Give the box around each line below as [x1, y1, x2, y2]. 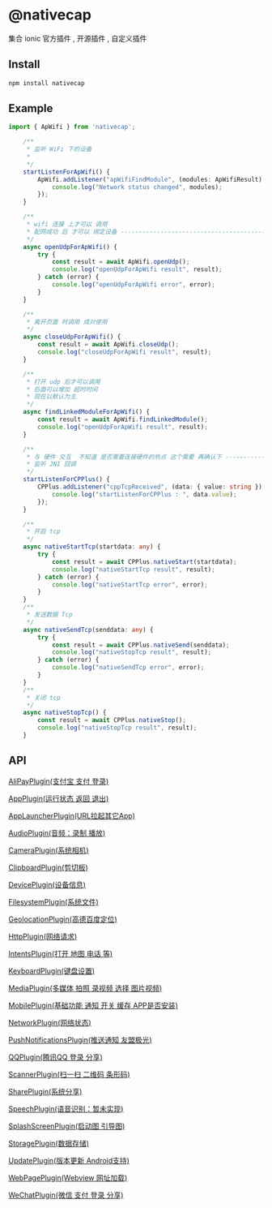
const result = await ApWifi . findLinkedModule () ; [37, 415, 208, 423]
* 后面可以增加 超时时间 [26, 385, 99, 393]
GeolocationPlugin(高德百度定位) [8, 914, 117, 924]
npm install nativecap [8, 79, 85, 87]
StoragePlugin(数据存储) [8, 1138, 89, 1148]
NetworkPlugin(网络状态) [8, 1017, 91, 1027]
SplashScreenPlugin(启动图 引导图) [8, 1121, 125, 1131]
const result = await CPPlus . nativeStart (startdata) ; [51, 557, 237, 565]
